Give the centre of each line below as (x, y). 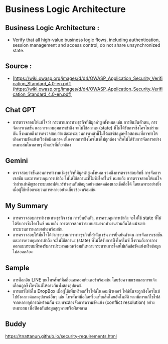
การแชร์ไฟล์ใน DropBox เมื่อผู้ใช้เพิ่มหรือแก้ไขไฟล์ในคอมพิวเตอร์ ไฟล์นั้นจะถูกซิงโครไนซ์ (86, 291)
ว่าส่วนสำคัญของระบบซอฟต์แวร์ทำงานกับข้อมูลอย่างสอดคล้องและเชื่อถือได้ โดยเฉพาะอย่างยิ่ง (87, 184)
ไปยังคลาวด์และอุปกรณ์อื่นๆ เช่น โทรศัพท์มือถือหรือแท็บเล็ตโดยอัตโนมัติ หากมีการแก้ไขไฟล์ (86, 297)
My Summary (27, 206)
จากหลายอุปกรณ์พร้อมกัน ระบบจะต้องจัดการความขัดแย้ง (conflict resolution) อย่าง (83, 302)
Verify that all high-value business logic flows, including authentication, (86, 40)
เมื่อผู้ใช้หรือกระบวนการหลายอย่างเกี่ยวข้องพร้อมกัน (54, 190)
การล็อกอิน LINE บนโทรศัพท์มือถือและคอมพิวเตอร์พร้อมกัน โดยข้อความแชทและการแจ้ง (85, 280)
